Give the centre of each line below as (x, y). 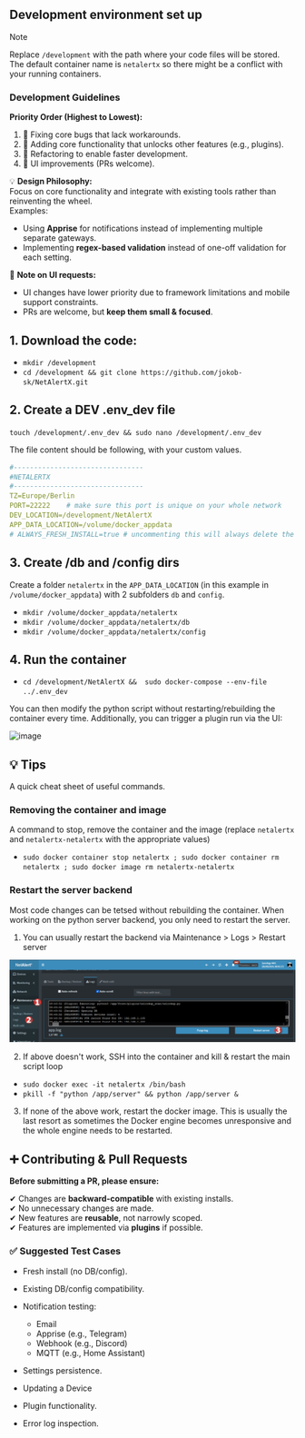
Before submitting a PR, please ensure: (84, 1181)
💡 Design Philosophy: (51, 182)
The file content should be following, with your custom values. (126, 450)
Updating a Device (57, 1388)
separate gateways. (59, 238)
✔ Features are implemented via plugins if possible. (106, 1228)
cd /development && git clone (80, 372)
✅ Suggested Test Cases (65, 1251)
